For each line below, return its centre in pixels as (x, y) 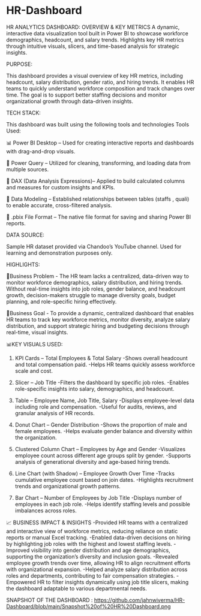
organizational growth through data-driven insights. (70, 101)
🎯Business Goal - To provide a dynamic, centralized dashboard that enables (100, 313)
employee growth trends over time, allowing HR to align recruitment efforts (98, 563)
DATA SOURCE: (25, 235)
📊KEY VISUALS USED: (34, 344)
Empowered (21, 582)
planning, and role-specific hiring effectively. (61, 301)
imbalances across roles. (46, 511)
